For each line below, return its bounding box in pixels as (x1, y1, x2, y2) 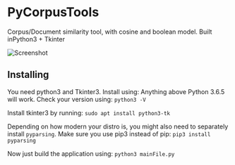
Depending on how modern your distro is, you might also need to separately (7, 122, 229, 131)
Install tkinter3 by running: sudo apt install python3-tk (7, 108, 171, 117)
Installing (7, 69, 49, 81)
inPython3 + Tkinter (7, 34, 66, 43)
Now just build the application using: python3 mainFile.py (7, 149, 175, 158)
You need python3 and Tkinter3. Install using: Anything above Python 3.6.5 (7, 87, 225, 95)
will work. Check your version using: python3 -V (7, 95, 146, 103)
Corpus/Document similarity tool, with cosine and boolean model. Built (7, 27, 212, 36)
